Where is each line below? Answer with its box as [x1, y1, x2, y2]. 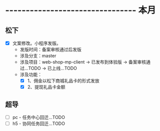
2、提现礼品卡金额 [27, 84, 65, 90]
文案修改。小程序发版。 [12, 40, 61, 46]
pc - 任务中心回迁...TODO [12, 114, 65, 120]
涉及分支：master [19, 53, 56, 59]
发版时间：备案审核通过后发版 [19, 46, 81, 52]
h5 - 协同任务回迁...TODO [12, 120, 65, 126]
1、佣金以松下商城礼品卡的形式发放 [27, 78, 100, 84]
